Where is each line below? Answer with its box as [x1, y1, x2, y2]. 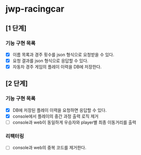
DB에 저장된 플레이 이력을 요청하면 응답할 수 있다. [12, 107, 107, 113]
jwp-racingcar [5, 3, 65, 15]
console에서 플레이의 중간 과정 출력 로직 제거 [12, 113, 99, 119]
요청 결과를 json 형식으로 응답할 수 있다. [12, 57, 89, 64]
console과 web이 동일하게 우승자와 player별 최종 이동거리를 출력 [12, 119, 137, 125]
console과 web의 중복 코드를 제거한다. [12, 145, 87, 151]
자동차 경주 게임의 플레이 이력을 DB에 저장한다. [12, 64, 102, 69]
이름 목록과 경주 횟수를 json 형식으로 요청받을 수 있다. [12, 52, 115, 57]
